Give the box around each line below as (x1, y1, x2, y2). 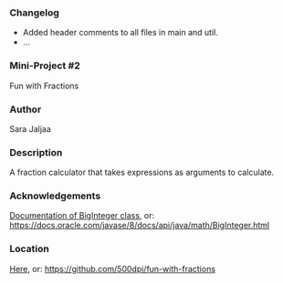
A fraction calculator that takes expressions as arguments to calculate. (9, 167, 275, 178)
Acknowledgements (9, 189, 101, 202)
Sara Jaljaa (9, 123, 52, 134)
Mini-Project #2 (9, 59, 80, 72)
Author (9, 103, 42, 116)
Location (9, 243, 50, 256)
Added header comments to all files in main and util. (22, 27, 219, 38)
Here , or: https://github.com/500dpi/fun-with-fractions (9, 263, 216, 274)
